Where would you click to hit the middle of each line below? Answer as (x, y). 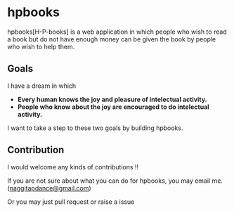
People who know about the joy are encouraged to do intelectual (113, 107)
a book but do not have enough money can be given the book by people (112, 39)
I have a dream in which (42, 86)
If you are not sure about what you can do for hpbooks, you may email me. (115, 181)
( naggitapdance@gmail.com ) (49, 188)
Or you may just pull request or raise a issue (71, 202)
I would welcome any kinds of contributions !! (73, 167)
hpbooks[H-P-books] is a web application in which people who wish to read (117, 32)
